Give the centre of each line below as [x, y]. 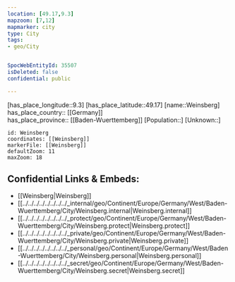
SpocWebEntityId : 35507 [42, 66]
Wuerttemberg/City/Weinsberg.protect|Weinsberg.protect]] [104, 226]
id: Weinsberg [28, 133]
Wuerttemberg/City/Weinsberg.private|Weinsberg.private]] [103, 241]
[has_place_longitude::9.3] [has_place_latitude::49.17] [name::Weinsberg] [114, 105]
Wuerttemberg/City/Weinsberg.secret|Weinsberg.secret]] [101, 271]
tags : [15, 40]
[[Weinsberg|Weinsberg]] [54, 196]
